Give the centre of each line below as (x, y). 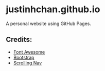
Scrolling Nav (28, 63)
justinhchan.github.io (53, 9)
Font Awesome (29, 52)
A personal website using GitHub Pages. (49, 23)
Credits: (19, 40)
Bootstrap (24, 57)
